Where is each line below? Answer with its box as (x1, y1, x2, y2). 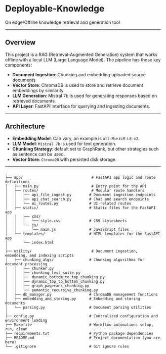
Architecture (5, 122, 45, 131)
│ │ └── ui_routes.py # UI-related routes (5, 201, 132, 206)
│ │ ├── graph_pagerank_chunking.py (5, 283, 90, 288)
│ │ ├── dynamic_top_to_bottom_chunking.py (5, 279, 105, 284)
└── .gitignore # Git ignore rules (5, 344, 129, 349)
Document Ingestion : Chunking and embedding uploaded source (12, 71, 146, 77)
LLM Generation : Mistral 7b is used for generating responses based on (12, 93, 157, 99)
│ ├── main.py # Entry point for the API (5, 184, 147, 189)
